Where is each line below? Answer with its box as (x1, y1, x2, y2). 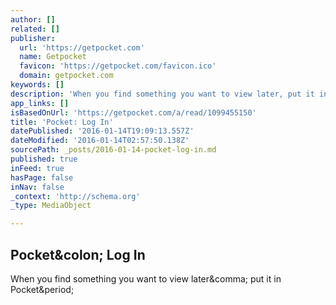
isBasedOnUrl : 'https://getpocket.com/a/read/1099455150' (10, 107, 257, 118)
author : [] (10, 14, 56, 25)
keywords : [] (10, 80, 65, 90)
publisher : (10, 33, 56, 43)
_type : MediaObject (10, 201, 92, 211)
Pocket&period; (10, 283, 75, 295)
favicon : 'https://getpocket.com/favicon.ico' (19, 61, 217, 71)
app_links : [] (10, 98, 70, 108)
